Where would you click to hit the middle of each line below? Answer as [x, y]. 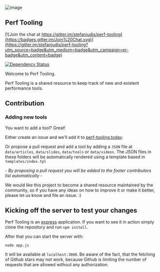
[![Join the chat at [23, 34]
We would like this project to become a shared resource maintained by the [79, 185]
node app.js [17, 245]
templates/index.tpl [26, 161]
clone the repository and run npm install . [47, 227]
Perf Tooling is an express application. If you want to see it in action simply [80, 222]
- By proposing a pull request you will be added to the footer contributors [78, 170]
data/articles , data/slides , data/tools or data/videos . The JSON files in [78, 151]
